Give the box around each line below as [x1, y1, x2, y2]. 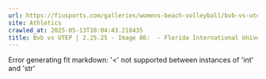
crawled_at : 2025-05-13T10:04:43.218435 [8, 26, 144, 34]
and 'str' [8, 64, 36, 73]
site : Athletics [8, 19, 62, 27]
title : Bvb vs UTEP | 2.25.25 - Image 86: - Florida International [8, 33, 239, 42]
